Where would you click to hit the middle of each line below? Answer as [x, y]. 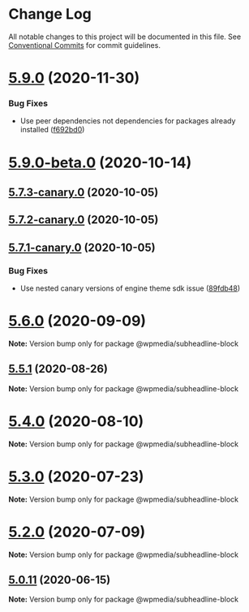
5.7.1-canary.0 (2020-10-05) [82, 247]
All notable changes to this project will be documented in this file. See [125, 37]
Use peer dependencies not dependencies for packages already [128, 121]
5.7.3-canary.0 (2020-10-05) [84, 192]
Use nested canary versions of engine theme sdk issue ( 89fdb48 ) [130, 288]
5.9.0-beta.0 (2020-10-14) [100, 162]
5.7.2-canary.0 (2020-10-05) [84, 220]
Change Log [50, 14]
